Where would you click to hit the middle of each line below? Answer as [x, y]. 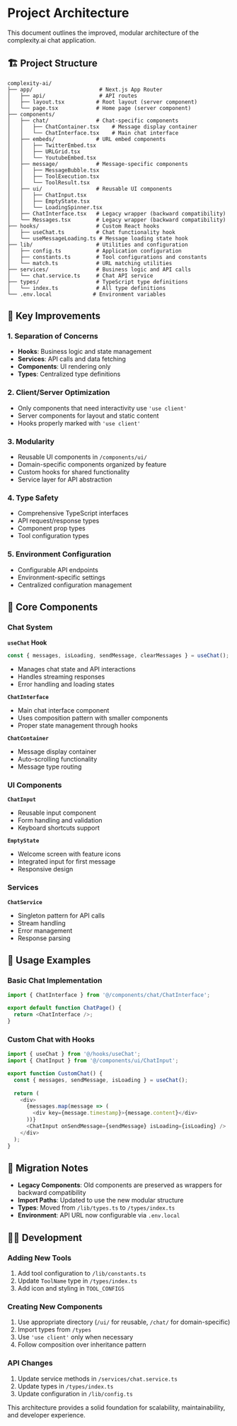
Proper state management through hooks [77, 725]
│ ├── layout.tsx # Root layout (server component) [103, 102]
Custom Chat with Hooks [51, 1039]
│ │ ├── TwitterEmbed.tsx [52, 145]
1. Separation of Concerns [53, 336]
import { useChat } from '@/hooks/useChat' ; [74, 1054]
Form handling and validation [60, 820]
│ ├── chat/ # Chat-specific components [93, 121]
